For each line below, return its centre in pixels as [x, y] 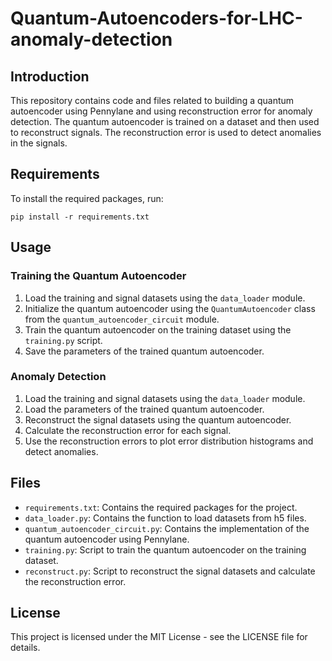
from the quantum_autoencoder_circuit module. [122, 319]
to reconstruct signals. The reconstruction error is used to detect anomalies [166, 132]
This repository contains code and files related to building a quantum [152, 100]
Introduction [50, 76]
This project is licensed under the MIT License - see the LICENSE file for [159, 637]
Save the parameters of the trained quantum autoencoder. [144, 351]
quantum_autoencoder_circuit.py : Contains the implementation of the [167, 528]
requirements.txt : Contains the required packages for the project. [161, 507]
